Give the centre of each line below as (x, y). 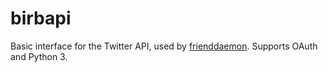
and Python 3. (39, 56)
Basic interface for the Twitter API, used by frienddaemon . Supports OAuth (164, 46)
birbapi (41, 18)
